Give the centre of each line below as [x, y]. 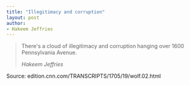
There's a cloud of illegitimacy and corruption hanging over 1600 [103, 46]
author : [16, 23]
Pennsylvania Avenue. [49, 53]
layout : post [23, 18]
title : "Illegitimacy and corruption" [56, 12]
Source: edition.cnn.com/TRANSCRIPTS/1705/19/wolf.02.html [84, 76]
